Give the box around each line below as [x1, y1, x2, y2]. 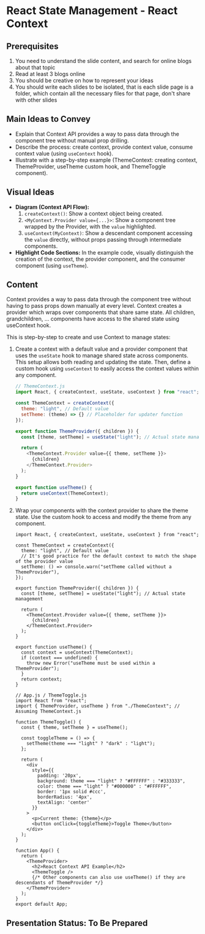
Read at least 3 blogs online [15, 70, 86, 77]
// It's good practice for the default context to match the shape [21, 553, 197, 559]
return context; [21, 676, 62, 682]
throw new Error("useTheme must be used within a [26, 660, 155, 667]
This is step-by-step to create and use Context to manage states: [6, 334, 171, 341]
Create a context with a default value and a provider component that [15, 345, 188, 353]
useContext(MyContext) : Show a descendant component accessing [24, 229, 193, 236]
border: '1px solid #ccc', [37, 789, 106, 795]
